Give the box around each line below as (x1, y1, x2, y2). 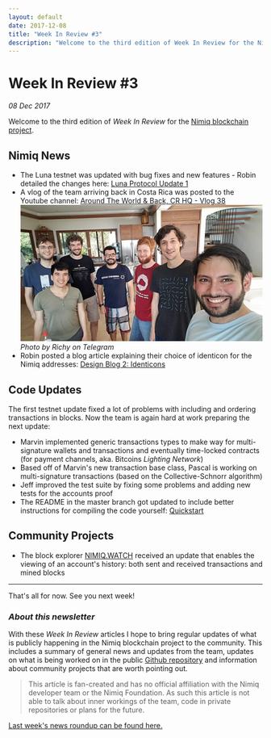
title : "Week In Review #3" (8, 30, 103, 38)
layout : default (8, 13, 63, 21)
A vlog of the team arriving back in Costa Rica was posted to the (19, 187, 235, 197)
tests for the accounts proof (19, 489, 114, 498)
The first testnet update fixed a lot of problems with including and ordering (8, 404, 256, 413)
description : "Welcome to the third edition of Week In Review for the (8, 39, 254, 47)
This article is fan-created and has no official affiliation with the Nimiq (27, 679, 260, 690)
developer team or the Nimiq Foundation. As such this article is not (27, 688, 250, 698)
